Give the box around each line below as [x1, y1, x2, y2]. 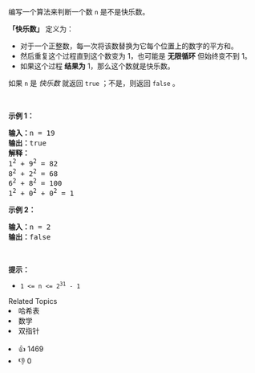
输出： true [8, 139, 47, 147]
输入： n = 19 [8, 129, 55, 137]
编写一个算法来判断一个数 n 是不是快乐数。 [8, 7, 150, 16]
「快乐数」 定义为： [8, 24, 74, 34]
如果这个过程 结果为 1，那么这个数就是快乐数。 [19, 61, 175, 71]
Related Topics [8, 296, 58, 305]
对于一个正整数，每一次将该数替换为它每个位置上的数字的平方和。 [19, 41, 238, 51]
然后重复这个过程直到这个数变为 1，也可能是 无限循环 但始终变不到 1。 [19, 51, 252, 60]
